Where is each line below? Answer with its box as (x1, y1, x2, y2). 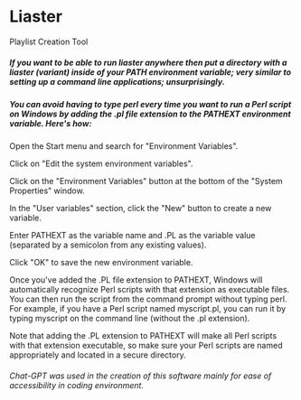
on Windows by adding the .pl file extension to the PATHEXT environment (9, 108, 291, 119)
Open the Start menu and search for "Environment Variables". (9, 141, 239, 152)
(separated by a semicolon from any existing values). (9, 239, 207, 250)
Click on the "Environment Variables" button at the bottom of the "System (9, 176, 283, 187)
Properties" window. (9, 185, 85, 196)
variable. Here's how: (9, 117, 92, 128)
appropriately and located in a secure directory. (9, 349, 187, 360)
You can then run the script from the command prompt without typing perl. (9, 293, 287, 304)
